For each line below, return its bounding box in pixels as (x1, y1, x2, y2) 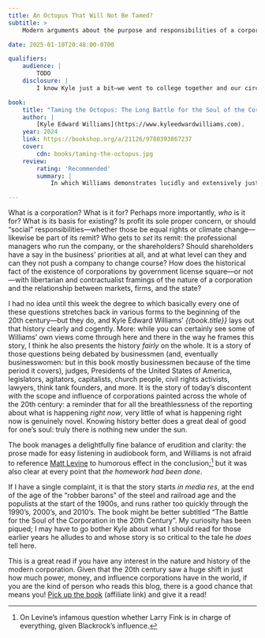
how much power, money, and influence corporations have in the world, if (8, 572, 248, 582)
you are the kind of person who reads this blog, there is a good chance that (8, 581, 253, 591)
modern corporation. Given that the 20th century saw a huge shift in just (8, 564, 243, 574)
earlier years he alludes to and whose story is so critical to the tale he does (8, 532, 252, 542)
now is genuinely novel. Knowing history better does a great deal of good (8, 417, 247, 426)
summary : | (36, 172, 73, 180)
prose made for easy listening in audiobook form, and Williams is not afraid (8, 448, 252, 459)
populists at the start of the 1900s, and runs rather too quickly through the (8, 499, 248, 508)
